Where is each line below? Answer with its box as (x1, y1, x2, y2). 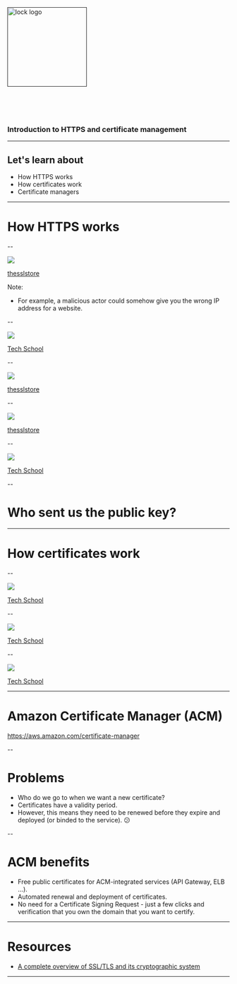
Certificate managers (17, 188, 80, 196)
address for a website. (17, 304, 83, 312)
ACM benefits (7, 854, 90, 870)
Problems (7, 770, 65, 786)
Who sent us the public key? (7, 504, 177, 521)
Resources (7, 938, 72, 954)
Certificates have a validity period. (17, 801, 118, 809)
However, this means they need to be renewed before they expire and (17, 808, 221, 817)
